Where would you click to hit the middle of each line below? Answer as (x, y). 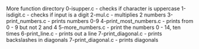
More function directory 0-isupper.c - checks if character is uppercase (93, 9)
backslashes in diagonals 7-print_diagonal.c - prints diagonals (83, 40)
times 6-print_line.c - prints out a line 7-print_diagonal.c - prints (84, 34)
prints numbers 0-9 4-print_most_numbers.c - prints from (122, 21)
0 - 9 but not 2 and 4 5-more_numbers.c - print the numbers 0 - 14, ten (93, 27)
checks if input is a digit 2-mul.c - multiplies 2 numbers (98, 15)
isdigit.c (16, 15)
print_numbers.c (26, 21)
